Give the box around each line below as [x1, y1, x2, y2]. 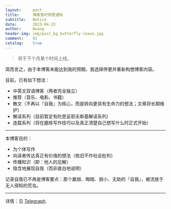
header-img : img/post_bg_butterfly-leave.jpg [5, 31, 103, 36]
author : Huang [5, 27, 44, 32]
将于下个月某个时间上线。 [17, 55, 72, 61]
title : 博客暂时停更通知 [5, 12, 64, 17]
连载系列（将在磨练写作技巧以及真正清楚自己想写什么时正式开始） [12, 119, 151, 125]
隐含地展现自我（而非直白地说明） [12, 165, 84, 171]
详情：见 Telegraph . [5, 198, 47, 204]
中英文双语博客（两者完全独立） [12, 88, 80, 94]
